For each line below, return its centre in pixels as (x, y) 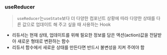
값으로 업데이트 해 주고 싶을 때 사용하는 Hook (67, 25)
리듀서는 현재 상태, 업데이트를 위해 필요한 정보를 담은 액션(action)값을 (80, 35)
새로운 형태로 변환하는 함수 (43, 41)
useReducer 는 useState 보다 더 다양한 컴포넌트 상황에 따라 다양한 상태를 (86, 18)
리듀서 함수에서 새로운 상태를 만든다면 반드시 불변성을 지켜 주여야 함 (78, 48)
